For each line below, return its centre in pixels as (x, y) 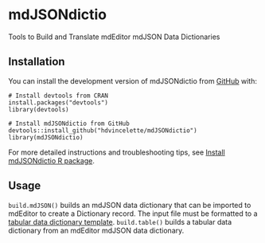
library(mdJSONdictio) (46, 137)
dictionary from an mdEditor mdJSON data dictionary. (96, 230)
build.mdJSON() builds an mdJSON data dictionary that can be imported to (130, 205)
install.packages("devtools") (58, 102)
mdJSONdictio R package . (52, 160)
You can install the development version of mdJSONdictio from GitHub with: (132, 80)
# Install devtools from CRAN (58, 96)
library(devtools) (39, 109)
